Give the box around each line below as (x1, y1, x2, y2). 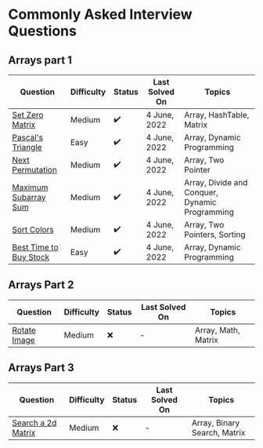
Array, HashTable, (183, 110, 250, 120)
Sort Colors (12, 224, 54, 235)
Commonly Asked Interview (8, 5, 193, 24)
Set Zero (12, 110, 44, 120)
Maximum (12, 182, 49, 193)
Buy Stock (12, 252, 50, 262)
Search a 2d (12, 417, 57, 428)
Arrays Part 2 (8, 279, 74, 292)
